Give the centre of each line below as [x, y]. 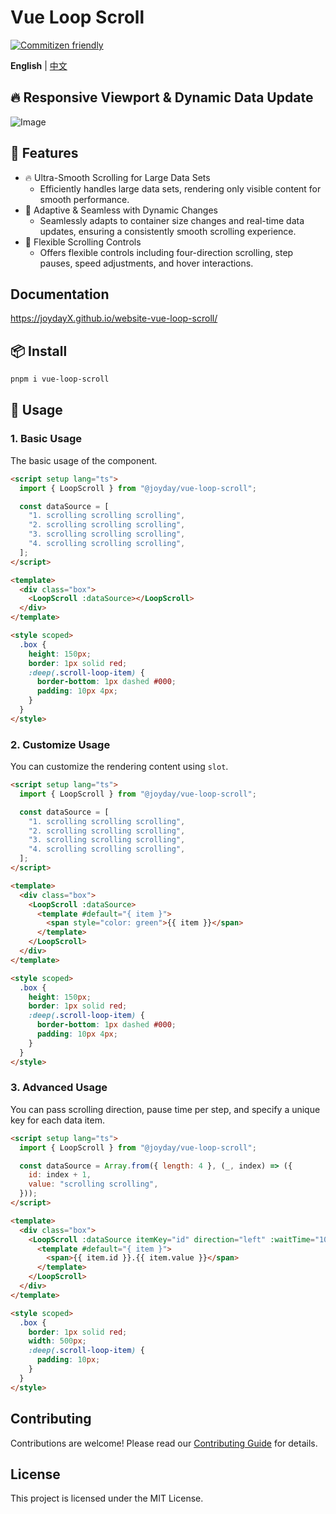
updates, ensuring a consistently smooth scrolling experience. [168, 231]
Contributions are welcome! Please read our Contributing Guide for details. [164, 1443]
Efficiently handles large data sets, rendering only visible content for [180, 188]
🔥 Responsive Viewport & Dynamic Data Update [162, 97]
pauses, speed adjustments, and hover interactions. [146, 263]
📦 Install [39, 351]
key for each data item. [57, 1120]
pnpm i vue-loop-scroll [60, 379]
